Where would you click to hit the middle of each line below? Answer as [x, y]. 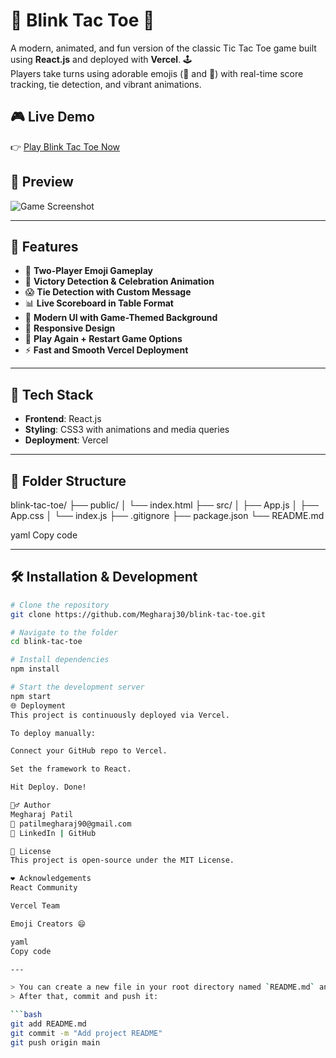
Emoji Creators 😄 [48, 924]
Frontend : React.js [63, 419]
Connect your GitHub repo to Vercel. [89, 751]
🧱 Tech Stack [52, 394]
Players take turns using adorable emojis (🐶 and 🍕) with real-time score [157, 73]
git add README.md [48, 1024]
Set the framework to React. [71, 769]
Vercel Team [35, 906]
